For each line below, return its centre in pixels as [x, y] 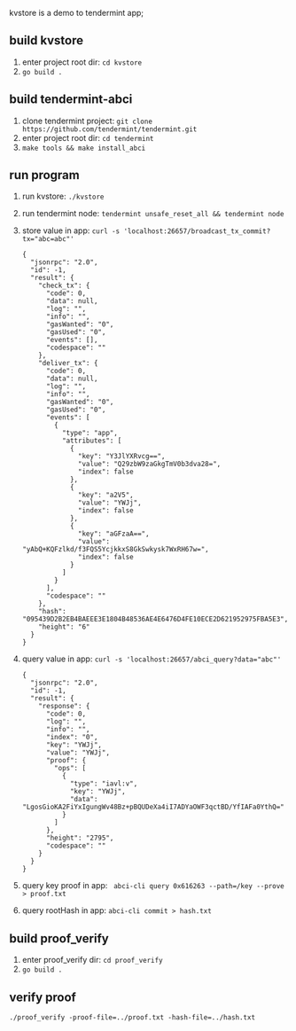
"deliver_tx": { [68, 363]
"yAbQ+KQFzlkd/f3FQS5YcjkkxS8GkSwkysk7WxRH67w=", [116, 550]
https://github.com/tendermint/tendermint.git [109, 129]
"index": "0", [72, 738]
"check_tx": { [64, 286]
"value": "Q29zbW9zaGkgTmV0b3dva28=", [150, 465]
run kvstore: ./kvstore [63, 196]
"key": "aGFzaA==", [114, 534]
